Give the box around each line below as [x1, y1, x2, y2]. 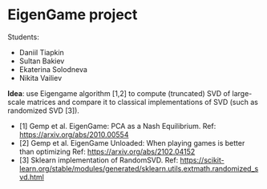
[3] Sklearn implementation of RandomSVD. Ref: [18, 155, 179, 165]
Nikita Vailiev [18, 73, 62, 82]
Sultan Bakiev [18, 56, 65, 66]
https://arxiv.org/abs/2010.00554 [18, 130, 129, 139]
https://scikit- [180, 155, 225, 165]
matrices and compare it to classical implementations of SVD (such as [26, 97, 258, 107]
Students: [7, 32, 39, 42]
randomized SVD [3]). [7, 106, 79, 115]
